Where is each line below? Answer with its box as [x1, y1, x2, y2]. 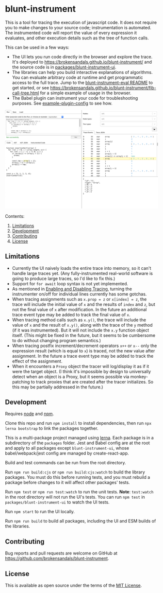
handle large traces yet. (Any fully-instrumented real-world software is [12, 270, 153, 276]
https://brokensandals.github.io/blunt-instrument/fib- [50, 85, 156, 90]
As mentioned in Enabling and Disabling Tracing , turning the [12, 286, 132, 292]
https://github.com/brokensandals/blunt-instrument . [5, 556, 109, 561]
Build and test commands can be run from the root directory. [5, 460, 126, 466]
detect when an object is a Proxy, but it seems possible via [12, 373, 130, 380]
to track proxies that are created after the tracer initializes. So [31, 379, 154, 384]
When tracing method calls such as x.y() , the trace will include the [12, 317, 147, 323]
